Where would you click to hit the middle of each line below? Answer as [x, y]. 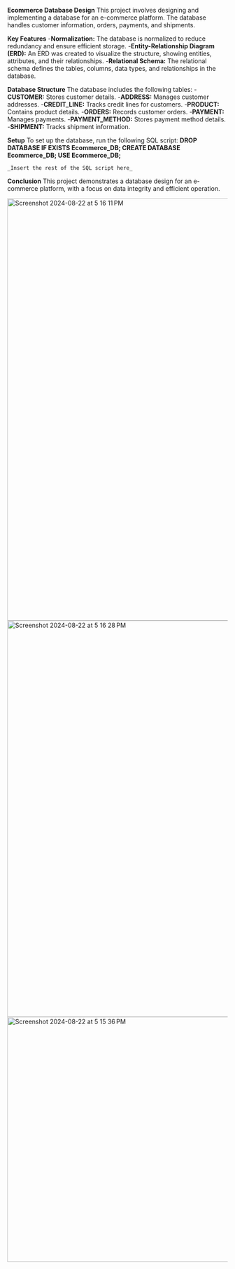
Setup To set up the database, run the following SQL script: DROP [102, 140]
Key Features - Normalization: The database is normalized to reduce [107, 39]
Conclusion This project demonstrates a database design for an [100, 181]
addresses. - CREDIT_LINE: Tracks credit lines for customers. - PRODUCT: [113, 104]
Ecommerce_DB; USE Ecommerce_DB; [64, 155]
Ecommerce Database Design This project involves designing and [103, 10]
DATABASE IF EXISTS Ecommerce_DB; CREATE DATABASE [94, 148]
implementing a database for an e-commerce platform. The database [107, 18]
